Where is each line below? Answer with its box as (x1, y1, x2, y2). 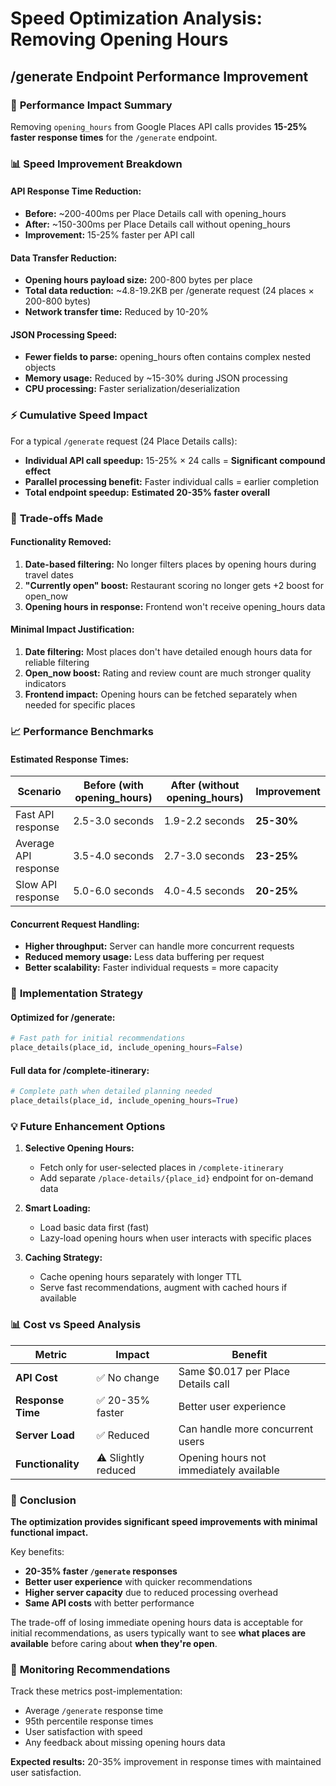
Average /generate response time (24, 1705, 164, 1717)
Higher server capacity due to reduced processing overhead (24, 1587, 278, 1599)
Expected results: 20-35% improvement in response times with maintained (10, 1756, 322, 1768)
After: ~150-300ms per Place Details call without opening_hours (24, 218, 291, 230)
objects (24, 362, 57, 374)
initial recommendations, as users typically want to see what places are (10, 1627, 307, 1639)
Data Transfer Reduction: (10, 252, 118, 264)
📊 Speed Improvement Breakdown (10, 157, 183, 171)
